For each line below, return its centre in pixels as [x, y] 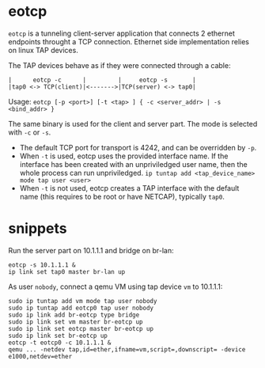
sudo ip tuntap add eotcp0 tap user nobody [81, 308]
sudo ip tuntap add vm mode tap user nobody [83, 301]
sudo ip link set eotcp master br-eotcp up [81, 328]
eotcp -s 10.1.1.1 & [42, 265]
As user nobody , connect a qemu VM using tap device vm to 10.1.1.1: [115, 286]
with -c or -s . [30, 132]
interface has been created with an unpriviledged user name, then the [133, 164]
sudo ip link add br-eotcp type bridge [74, 315]
